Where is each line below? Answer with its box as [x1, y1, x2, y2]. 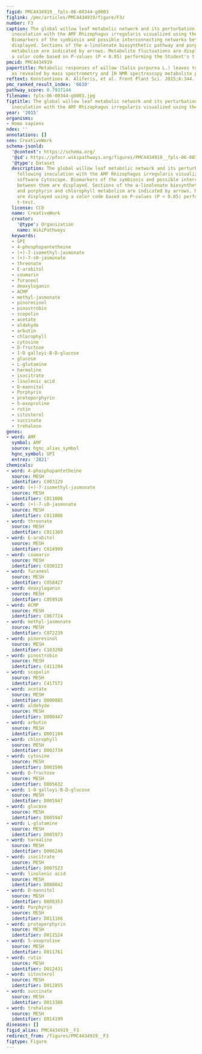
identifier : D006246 [11, 848, 63, 855]
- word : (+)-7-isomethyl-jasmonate [6, 485, 96, 491]
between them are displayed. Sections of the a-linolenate [17, 182, 168, 188]
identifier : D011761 [11, 949, 63, 955]
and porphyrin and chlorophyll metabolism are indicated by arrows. [17, 188, 192, 194]
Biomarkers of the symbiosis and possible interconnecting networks [11, 37, 187, 43]
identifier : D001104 [11, 731, 63, 737]
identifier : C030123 [11, 563, 63, 569]
